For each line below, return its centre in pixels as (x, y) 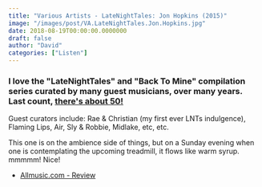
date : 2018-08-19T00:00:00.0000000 (68, 30)
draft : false (30, 38)
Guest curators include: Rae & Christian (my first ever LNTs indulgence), (127, 119)
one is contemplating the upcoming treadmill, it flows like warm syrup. (124, 151)
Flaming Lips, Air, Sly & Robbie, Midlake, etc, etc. (89, 127)
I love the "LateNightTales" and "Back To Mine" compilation (127, 81)
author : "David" (35, 46)
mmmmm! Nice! (34, 160)
